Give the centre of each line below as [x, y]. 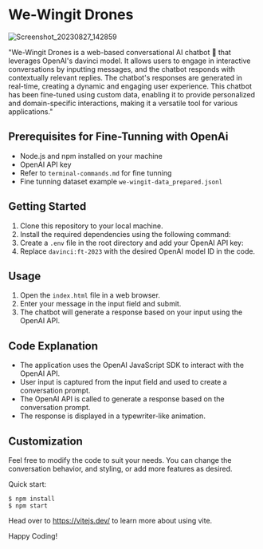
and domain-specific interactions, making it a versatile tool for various [123, 103]
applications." [31, 111]
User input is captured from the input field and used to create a [123, 382]
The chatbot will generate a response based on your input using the [131, 312]
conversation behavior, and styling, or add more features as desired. [120, 469]
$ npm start [28, 506]
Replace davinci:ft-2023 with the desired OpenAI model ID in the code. [137, 251]
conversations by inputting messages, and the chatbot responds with [122, 69]
